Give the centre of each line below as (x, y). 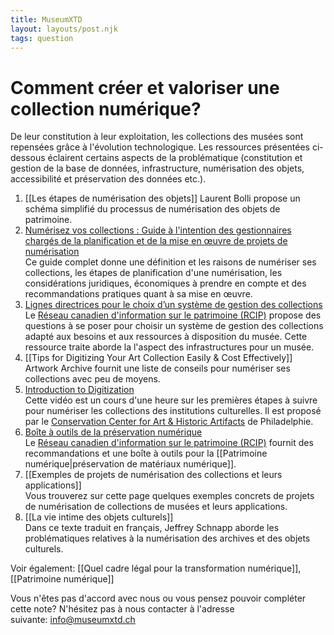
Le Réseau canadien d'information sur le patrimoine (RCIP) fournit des (169, 443)
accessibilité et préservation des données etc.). (108, 179)
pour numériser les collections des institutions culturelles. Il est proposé (173, 411)
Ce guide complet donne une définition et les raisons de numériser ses (170, 262)
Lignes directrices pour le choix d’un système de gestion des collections (173, 305)
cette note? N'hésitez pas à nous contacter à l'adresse (122, 609)
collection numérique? (106, 108)
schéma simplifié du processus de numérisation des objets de (152, 209)
